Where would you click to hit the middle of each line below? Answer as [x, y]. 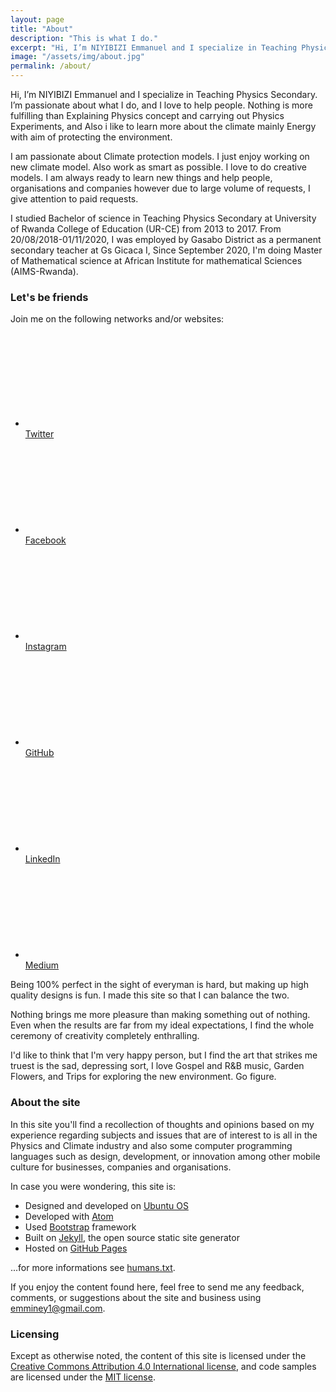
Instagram [45, 647]
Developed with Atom [69, 1216]
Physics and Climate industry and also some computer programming [151, 1145]
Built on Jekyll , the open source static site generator [132, 1237]
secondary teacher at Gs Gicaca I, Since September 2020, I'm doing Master [166, 250]
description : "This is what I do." [84, 38]
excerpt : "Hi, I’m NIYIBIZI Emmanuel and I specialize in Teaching [154, 47]
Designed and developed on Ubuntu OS [106, 1205]
